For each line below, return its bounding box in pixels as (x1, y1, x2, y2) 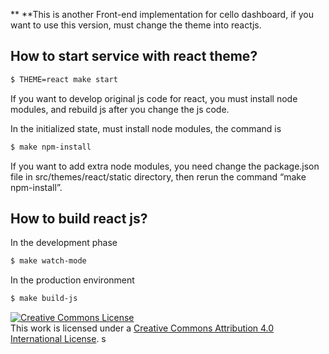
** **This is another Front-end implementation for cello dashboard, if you (10, 9, 314, 20)
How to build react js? (10, 210, 148, 227)
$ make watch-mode (10, 256, 87, 266)
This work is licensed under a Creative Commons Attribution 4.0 (10, 322, 275, 334)
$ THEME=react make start (10, 74, 118, 84)
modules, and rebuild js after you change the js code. (10, 103, 230, 115)
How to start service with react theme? (10, 48, 258, 65)
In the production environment (10, 274, 135, 286)
